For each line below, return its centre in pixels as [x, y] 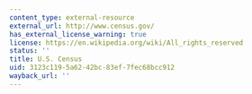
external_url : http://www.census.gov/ [82, 26]
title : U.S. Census [46, 59]
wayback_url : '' [40, 76]
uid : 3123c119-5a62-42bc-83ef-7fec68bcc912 [92, 68]
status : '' [30, 51]
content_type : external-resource [72, 17]
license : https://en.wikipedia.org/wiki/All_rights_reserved [126, 43]
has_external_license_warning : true [78, 34]
